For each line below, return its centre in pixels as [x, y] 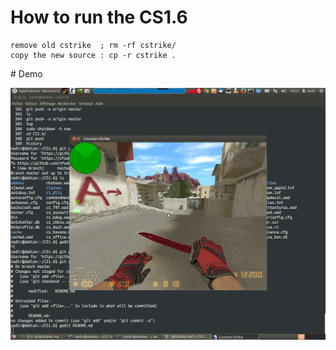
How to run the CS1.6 [99, 17]
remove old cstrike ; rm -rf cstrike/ [93, 45]
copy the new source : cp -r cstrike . [93, 55]
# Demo [26, 73]
